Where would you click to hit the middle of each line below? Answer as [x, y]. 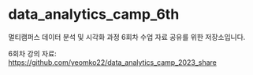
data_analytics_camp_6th [94, 14]
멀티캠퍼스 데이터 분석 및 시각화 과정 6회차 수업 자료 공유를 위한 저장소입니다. [127, 37]
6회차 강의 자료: [32, 53]
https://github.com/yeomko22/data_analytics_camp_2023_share [112, 62]
